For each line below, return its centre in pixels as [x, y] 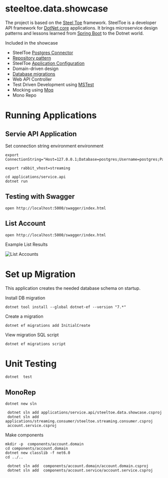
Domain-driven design [35, 69]
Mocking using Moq [33, 90]
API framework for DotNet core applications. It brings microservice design [81, 28]
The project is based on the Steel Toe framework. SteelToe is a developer [81, 23]
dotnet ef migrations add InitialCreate [48, 325]
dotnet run [16, 181]
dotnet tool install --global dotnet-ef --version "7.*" [66, 307]
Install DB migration [25, 298]
